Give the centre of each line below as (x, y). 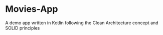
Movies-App (32, 9)
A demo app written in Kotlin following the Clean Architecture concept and (82, 23)
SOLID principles (23, 28)
